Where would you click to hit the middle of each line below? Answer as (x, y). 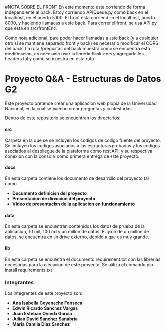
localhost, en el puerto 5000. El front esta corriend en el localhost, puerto (80, 18)
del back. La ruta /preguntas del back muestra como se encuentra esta (78, 48)
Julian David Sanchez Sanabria (45, 319)
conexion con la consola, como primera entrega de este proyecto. (72, 156)
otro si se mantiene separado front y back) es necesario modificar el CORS (82, 43)
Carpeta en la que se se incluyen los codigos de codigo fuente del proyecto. (83, 140)
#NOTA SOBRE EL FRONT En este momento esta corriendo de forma (75, 7)
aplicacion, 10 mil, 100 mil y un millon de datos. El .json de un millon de (77, 231)
